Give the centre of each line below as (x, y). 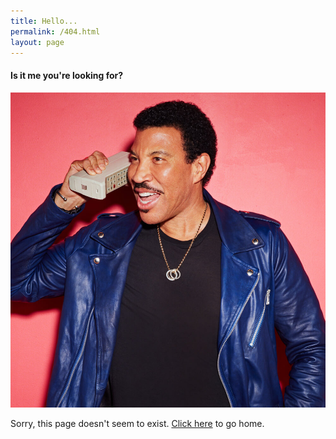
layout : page (37, 42)
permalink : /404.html (55, 31)
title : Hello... (44, 21)
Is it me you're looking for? (67, 75)
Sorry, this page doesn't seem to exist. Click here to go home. (137, 423)
